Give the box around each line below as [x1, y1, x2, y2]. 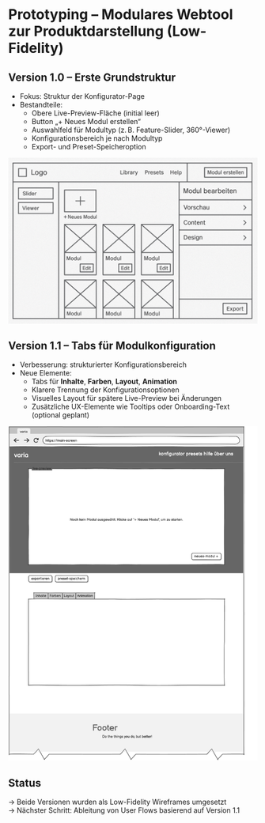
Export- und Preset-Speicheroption [31, 142, 146, 151]
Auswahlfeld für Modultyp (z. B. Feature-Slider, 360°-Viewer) [31, 125, 231, 134]
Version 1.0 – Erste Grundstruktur [8, 70, 176, 84]
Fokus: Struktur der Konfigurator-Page [19, 92, 145, 100]
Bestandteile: [19, 100, 63, 109]
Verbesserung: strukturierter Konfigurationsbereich [19, 360, 187, 369]
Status [8, 776, 42, 790]
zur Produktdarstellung [8, 22, 165, 40]
